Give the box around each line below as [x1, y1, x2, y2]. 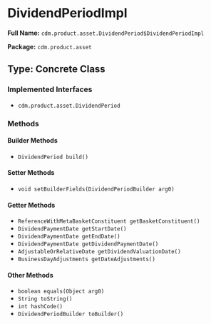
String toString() [17, 295, 73, 303]
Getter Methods [7, 201, 56, 209]
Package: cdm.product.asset [7, 42, 93, 51]
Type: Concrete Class [7, 63, 105, 76]
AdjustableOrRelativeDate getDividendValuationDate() [17, 248, 181, 255]
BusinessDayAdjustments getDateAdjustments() [17, 255, 155, 263]
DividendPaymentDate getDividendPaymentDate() [17, 241, 159, 248]
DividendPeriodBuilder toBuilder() [17, 310, 124, 318]
